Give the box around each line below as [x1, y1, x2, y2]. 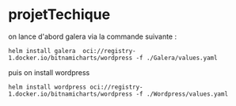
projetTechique [8, 6, 111, 24]
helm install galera [8, 47, 77, 55]
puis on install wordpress [8, 67, 90, 77]
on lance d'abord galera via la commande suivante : [8, 32, 177, 41]
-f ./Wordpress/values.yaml [135, 89, 228, 98]
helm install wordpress [8, 83, 87, 91]
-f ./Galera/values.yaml [135, 54, 218, 62]
